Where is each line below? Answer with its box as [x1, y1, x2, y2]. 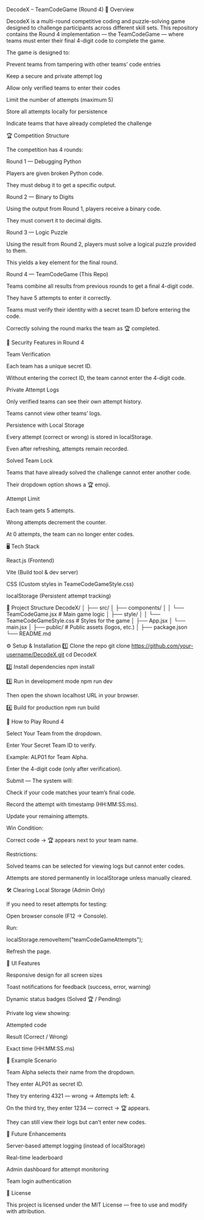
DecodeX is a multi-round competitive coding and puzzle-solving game [6, 18, 186, 24]
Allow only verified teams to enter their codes [6, 84, 121, 91]
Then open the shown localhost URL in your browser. [6, 692, 139, 699]
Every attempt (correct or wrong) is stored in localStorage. [6, 433, 153, 440]
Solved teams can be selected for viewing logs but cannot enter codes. [6, 863, 185, 869]
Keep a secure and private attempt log [6, 73, 102, 79]
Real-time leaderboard [6, 1154, 63, 1161]
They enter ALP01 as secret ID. [6, 1080, 83, 1088]
